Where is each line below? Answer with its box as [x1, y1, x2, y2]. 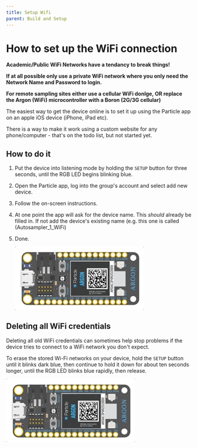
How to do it [6, 149, 51, 159]
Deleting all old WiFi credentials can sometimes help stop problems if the [6, 337, 183, 344]
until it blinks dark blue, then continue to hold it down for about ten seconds [6, 361, 189, 368]
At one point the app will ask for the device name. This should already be [14, 211, 192, 218]
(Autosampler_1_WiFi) [14, 224, 66, 231]
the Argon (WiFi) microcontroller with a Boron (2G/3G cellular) [6, 97, 161, 104]
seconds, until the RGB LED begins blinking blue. [14, 171, 133, 178]
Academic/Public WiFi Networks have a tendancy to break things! [6, 61, 171, 68]
